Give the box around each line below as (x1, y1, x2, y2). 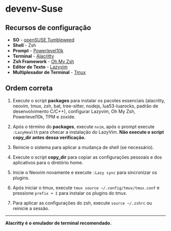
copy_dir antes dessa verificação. (12, 134, 86, 140)
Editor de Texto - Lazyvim (12, 64, 68, 70)
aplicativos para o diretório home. (12, 159, 83, 165)
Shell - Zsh (12, 42, 37, 48)
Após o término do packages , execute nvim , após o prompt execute (12, 123, 155, 130)
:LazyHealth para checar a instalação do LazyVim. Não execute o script (12, 129, 164, 135)
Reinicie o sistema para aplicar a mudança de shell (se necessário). (12, 144, 154, 150)
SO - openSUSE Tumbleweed (12, 37, 75, 43)
